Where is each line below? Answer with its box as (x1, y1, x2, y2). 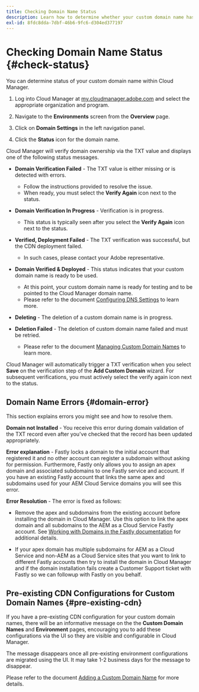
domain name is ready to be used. (14, 272, 98, 279)
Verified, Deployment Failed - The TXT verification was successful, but (14, 237, 191, 244)
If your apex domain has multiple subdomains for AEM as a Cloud (14, 546, 175, 553)
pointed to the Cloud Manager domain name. (23, 290, 133, 297)
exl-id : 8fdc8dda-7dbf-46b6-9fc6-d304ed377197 (6, 20, 123, 25)
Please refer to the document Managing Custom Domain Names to (23, 343, 186, 350)
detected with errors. (14, 171, 66, 178)
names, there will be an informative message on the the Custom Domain (6, 619, 184, 626)
